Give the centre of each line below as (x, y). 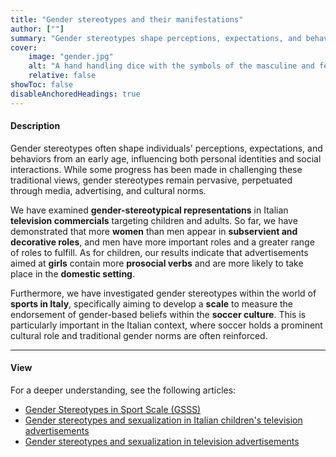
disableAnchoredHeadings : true (75, 94)
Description (35, 126)
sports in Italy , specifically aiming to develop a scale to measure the (152, 303)
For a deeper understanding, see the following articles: (123, 390)
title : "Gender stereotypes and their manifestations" (127, 19)
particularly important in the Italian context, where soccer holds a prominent (166, 325)
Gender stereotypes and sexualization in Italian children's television (163, 420)
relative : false (62, 76)
